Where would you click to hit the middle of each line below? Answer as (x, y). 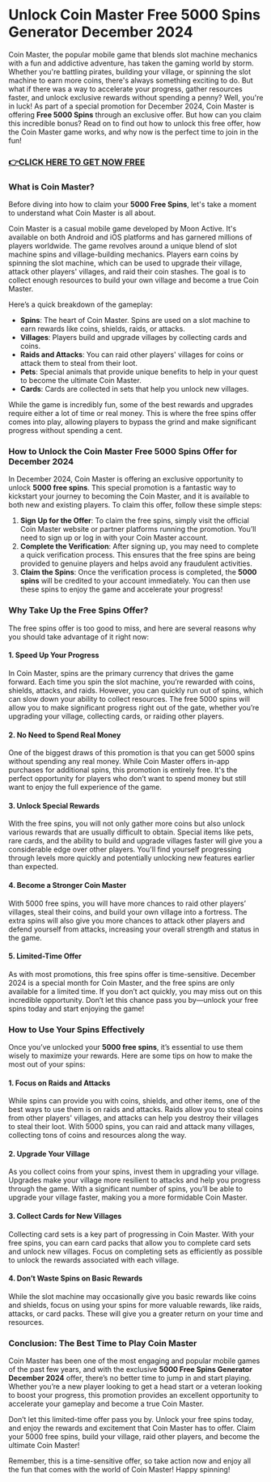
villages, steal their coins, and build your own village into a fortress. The (128, 911)
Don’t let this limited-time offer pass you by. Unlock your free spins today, (131, 1420)
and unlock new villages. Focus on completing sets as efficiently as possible (135, 1251)
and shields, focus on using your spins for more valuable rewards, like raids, (135, 1305)
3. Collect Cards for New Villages (65, 1217)
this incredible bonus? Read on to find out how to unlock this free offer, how (135, 123)
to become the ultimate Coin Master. (80, 380)
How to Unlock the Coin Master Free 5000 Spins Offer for (123, 452)
